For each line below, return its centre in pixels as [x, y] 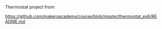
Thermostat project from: [30, 7]
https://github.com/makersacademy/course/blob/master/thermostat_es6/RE [81, 16]
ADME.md [15, 22]
